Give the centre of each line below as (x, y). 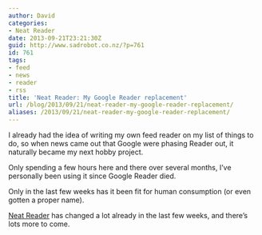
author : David (32, 16)
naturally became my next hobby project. (76, 152)
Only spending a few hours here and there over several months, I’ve (120, 167)
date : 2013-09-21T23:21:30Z (55, 38)
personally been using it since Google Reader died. (92, 176)
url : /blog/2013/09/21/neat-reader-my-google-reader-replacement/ (121, 105)
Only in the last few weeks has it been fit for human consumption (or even (130, 191)
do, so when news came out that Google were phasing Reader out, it (121, 143)
